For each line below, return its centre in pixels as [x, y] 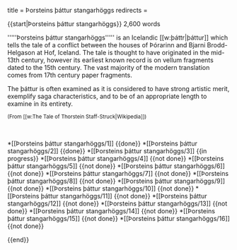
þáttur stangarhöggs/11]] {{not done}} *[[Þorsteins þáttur [124, 196]
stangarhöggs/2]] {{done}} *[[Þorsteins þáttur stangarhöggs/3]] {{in [107, 151]
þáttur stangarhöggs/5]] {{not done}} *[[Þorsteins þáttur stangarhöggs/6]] [116, 166]
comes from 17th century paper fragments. [70, 75]
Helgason [21, 53]
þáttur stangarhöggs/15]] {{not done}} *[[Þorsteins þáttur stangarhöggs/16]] [118, 219]
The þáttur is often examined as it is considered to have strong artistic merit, [118, 89]
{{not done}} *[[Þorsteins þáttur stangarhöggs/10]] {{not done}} [101, 189]
